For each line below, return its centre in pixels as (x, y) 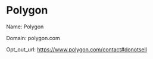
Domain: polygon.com (33, 38)
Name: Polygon (25, 27)
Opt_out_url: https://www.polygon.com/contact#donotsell (76, 49)
